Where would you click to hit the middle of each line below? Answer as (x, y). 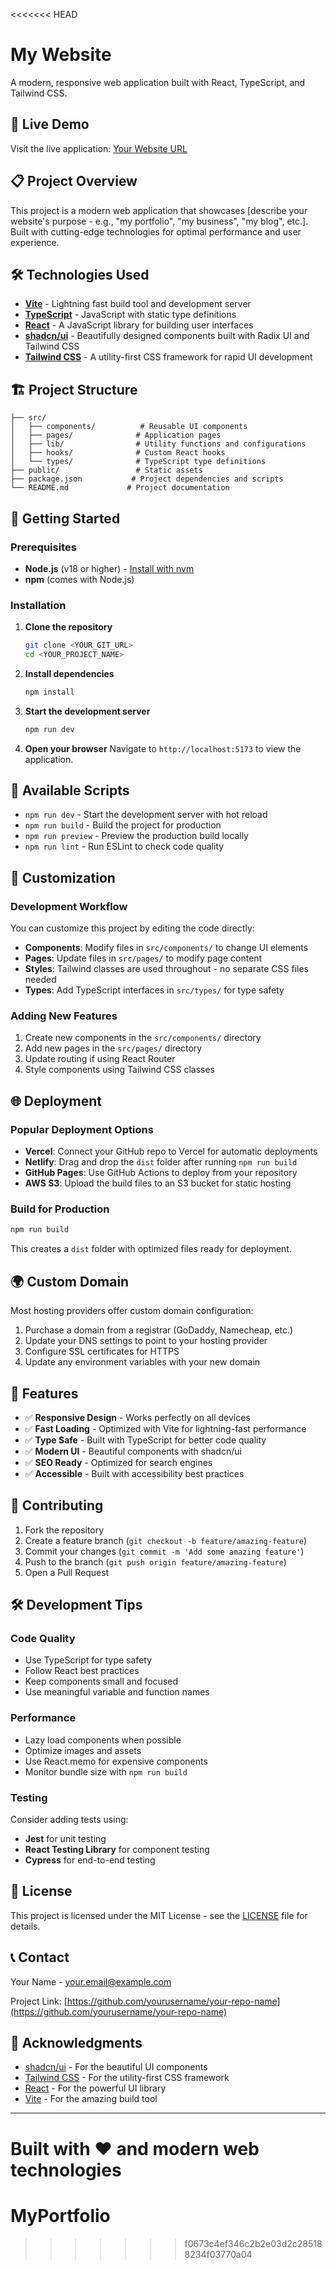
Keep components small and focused (101, 1681)
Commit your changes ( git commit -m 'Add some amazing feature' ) (164, 1551)
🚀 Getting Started (65, 518)
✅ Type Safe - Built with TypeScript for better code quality (145, 1440)
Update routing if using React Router (100, 1059)
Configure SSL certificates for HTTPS (102, 1351)
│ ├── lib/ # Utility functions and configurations (158, 444)
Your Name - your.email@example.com (91, 1981)
